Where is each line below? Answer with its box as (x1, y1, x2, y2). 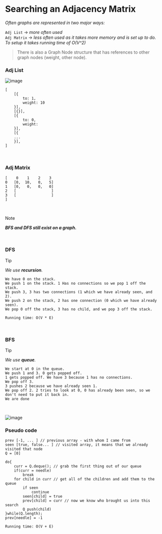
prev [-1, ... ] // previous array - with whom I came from (5, 438, 131, 443)
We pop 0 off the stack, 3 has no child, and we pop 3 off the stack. (5, 306, 153, 312)
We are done (5, 397, 29, 402)
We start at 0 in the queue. (5, 366, 65, 372)
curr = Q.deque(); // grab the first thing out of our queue (14, 464, 141, 469)
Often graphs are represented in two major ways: (5, 20, 105, 26)
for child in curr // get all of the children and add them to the (14, 477, 155, 482)
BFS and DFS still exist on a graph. (5, 225, 77, 231)
